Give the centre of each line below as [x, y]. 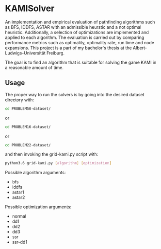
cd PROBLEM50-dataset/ [28, 108]
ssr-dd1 [20, 242]
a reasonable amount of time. [34, 67]
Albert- [140, 48]
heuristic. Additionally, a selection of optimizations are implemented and [77, 32]
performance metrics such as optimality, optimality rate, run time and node [80, 42]
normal [19, 216]
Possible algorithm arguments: [35, 173]
